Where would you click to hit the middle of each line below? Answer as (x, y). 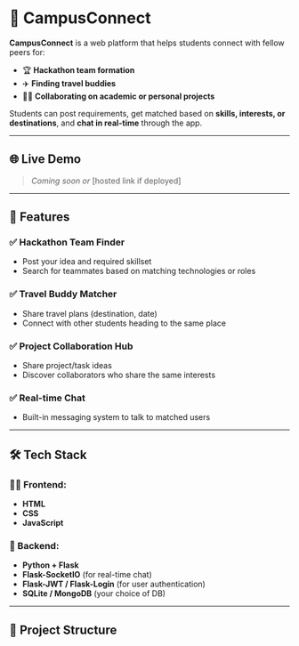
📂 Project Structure (63, 630)
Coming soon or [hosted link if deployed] (106, 181)
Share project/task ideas (67, 366)
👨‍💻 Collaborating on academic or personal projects (118, 96)
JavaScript (43, 523)
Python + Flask (50, 565)
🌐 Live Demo (45, 159)
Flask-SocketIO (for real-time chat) (87, 575)
